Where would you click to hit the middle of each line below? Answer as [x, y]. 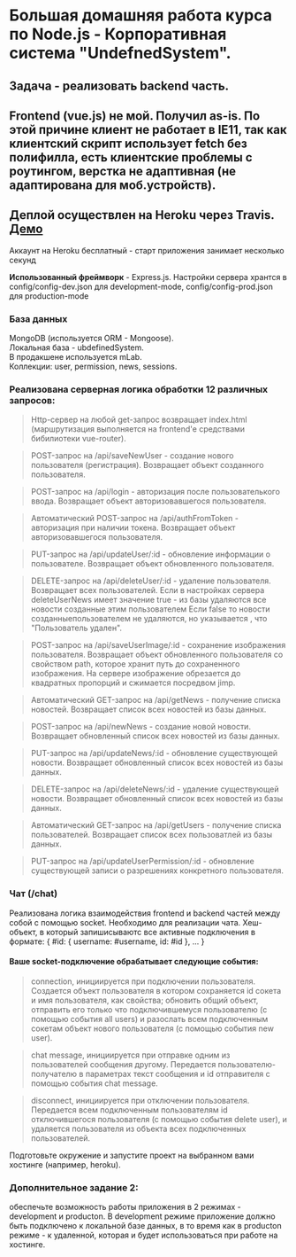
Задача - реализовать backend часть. [119, 86]
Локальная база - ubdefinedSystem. [76, 347]
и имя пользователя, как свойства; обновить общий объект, [144, 1000]
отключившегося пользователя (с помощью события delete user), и [159, 1119]
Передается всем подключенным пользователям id [129, 1110]
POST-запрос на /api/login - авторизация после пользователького [156, 492]
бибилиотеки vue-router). [78, 439]
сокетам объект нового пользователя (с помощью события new [152, 1028]
